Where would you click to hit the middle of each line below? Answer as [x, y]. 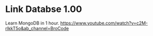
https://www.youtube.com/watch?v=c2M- [104, 23]
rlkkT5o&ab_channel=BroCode [37, 28]
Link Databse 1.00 [44, 9]
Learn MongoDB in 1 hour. [32, 23]
